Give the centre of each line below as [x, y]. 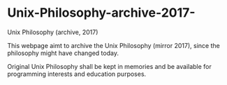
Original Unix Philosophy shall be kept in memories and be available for [109, 66]
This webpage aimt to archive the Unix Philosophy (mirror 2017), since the [113, 45]
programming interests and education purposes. [77, 74]
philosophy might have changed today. [63, 53]
